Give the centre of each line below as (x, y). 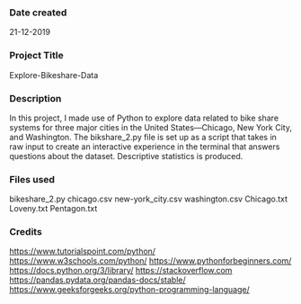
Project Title (37, 56)
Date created (38, 13)
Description (35, 98)
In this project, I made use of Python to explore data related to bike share (144, 118)
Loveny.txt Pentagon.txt (53, 209)
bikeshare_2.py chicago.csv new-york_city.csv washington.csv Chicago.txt (149, 199)
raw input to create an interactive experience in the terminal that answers (145, 147)
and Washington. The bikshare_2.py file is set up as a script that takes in (143, 137)
